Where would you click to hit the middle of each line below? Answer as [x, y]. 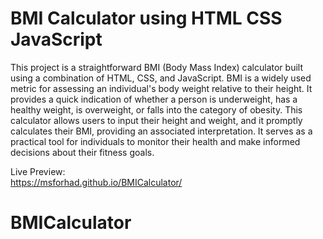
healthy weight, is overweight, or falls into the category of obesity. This [156, 109]
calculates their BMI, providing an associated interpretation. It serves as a [161, 131]
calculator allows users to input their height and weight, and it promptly [156, 120]
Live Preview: [38, 171]
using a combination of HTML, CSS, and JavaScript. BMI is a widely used [161, 78]
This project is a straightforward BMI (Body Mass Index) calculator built [156, 67]
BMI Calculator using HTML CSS [146, 18]
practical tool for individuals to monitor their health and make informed [155, 141]
